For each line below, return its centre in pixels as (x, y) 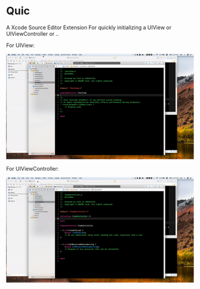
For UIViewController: (33, 168)
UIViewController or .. (33, 33)
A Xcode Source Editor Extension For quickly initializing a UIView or (89, 27)
